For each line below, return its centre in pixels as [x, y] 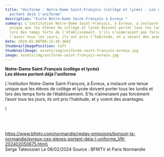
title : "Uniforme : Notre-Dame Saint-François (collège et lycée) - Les [81, 10]
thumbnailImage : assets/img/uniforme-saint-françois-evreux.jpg [72, 50]
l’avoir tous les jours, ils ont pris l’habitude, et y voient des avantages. [75, 99]
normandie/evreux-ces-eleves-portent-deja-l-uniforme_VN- [65, 139]
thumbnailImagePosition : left [36, 46]
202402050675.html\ [27, 144]
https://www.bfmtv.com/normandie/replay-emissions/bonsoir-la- [70, 134]
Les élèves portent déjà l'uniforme [41, 74]
